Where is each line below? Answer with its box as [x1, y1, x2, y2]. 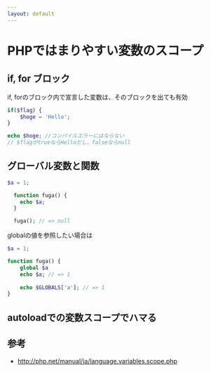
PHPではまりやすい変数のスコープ [7, 43, 204, 58]
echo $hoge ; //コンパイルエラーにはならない [7, 133, 125, 140]
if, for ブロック [7, 73, 70, 85]
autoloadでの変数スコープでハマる [7, 312, 157, 324]
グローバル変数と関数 [7, 160, 100, 172]
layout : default [7, 10, 55, 18]
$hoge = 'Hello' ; [20, 113, 71, 120]
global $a [20, 264, 49, 271]
